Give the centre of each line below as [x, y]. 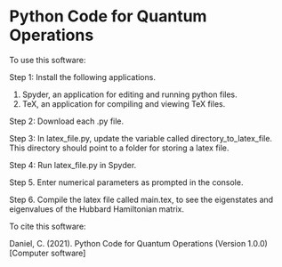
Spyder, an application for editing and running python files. [129, 94]
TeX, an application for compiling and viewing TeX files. [124, 103]
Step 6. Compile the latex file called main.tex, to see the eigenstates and [141, 199]
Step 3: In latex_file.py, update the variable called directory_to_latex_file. [141, 138]
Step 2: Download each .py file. [67, 121]
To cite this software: [48, 226]
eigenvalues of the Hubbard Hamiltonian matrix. [97, 209]
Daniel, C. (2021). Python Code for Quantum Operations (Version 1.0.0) [139, 243]
